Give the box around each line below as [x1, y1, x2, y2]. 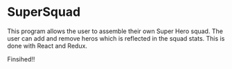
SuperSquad [7, 4, 81, 20]
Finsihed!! [7, 55, 35, 63]
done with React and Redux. [7, 41, 88, 50]
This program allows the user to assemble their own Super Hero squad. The [7, 27, 224, 35]
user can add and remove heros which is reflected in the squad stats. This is [7, 34, 225, 42]
